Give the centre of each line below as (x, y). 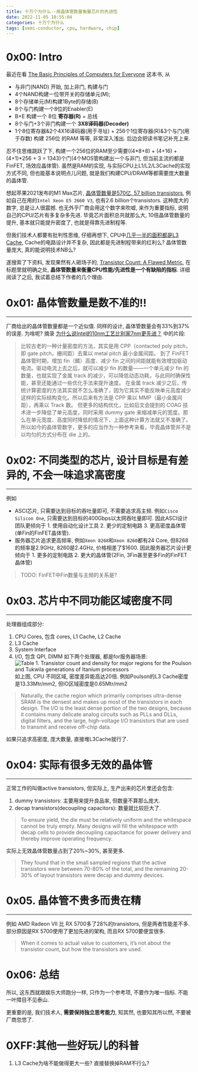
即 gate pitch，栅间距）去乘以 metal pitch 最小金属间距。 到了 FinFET (105, 353)
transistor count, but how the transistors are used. (81, 949)
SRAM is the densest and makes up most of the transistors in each (101, 702)
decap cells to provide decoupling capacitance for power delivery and (106, 832)
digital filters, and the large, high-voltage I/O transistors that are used (105, 721)
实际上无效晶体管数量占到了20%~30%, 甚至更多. (65, 851)
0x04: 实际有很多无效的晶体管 (79, 765)
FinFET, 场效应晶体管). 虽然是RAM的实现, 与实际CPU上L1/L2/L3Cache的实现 (98, 166)
